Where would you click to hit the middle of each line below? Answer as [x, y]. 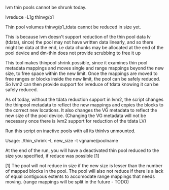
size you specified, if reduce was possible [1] [52, 156]
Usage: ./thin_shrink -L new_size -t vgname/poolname [62, 141]
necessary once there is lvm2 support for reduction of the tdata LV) [76, 121]
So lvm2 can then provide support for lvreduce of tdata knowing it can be [82, 84]
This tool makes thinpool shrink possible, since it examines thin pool [76, 63]
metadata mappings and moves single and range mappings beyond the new [84, 68]
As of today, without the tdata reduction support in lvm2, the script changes [84, 99]
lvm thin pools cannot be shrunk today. [46, 7]
